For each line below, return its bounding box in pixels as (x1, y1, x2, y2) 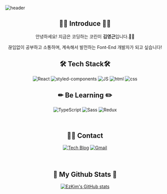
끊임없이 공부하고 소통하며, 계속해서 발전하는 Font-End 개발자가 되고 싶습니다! (8, 44, 162, 50)
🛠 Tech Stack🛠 (60, 60, 110, 68)
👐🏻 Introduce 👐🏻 (59, 19, 111, 28)
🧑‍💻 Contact (66, 131, 104, 140)
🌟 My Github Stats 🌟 (53, 170, 117, 179)
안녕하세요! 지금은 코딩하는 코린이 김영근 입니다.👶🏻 (35, 33, 135, 39)
